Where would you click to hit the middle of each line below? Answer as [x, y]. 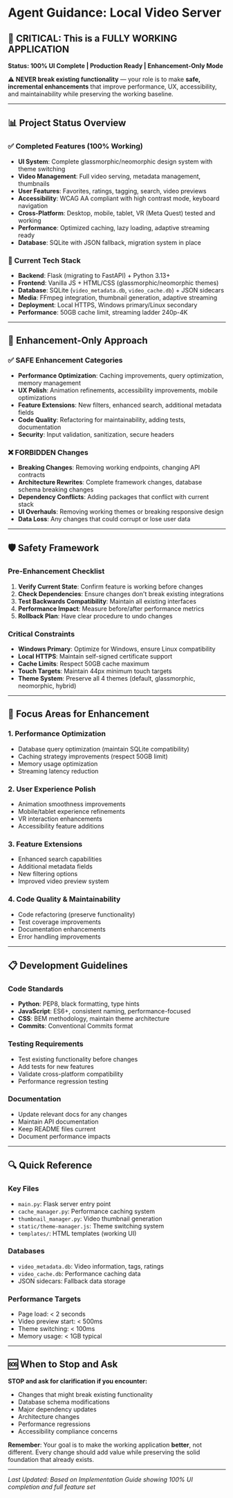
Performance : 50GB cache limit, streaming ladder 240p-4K [103, 312]
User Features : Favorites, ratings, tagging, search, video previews [112, 191]
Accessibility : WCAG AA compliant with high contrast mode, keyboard [119, 198]
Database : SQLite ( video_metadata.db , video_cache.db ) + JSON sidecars [121, 290]
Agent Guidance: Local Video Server [115, 13]
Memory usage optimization [58, 763]
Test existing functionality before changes [78, 1059]
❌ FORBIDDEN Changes [48, 452]
